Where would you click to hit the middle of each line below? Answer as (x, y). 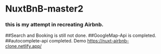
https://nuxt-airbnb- (108, 41)
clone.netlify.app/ (24, 46)
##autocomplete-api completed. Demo (46, 41)
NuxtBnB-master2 (44, 9)
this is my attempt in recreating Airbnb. (54, 25)
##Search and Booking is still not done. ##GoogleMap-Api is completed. (81, 35)
